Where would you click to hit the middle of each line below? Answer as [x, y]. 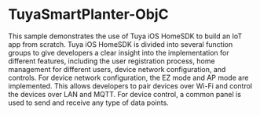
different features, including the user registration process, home [112, 61]
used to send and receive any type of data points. [88, 102]
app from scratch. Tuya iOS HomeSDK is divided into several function [121, 44]
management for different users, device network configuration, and [117, 69]
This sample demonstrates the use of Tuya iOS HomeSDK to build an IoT [125, 36]
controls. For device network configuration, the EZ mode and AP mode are [128, 77]
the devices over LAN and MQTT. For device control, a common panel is [125, 94]
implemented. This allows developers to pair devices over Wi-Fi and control [130, 86]
